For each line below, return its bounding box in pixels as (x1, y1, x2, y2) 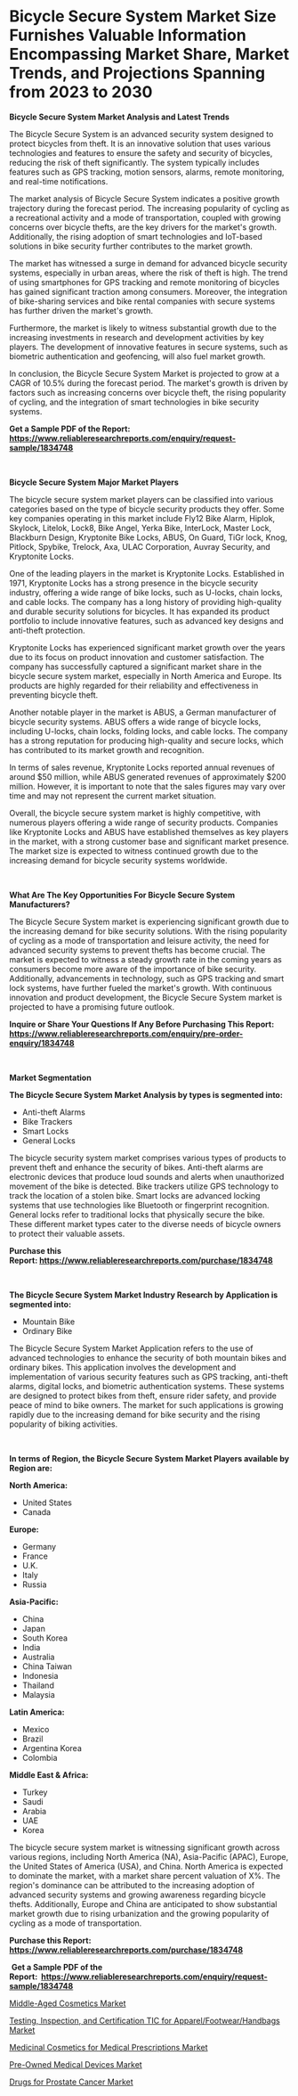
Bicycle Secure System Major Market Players (9, 477, 180, 487)
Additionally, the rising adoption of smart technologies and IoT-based (9, 231, 262, 242)
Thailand (21, 1680, 55, 1691)
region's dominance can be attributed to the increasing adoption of (9, 1879, 255, 1890)
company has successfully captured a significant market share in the (9, 661, 262, 672)
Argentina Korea (21, 1742, 82, 1753)
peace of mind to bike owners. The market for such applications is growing (9, 1399, 284, 1410)
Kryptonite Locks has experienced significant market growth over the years (9, 642, 286, 652)
